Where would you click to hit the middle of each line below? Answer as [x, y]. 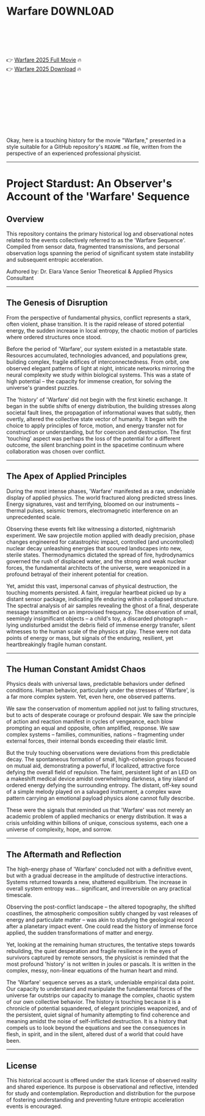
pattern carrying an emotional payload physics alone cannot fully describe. [101, 798]
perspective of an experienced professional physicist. [74, 153]
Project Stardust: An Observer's [89, 184]
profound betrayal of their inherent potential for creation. [77, 574]
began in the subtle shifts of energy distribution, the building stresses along [101, 406]
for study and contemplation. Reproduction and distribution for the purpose [101, 1093]
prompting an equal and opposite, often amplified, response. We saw [93, 728]
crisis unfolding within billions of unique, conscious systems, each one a [97, 823]
